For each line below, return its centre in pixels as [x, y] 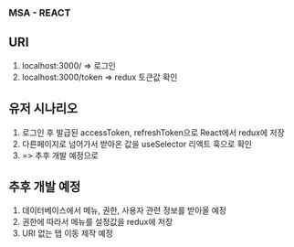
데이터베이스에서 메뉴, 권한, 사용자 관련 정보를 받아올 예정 [124, 210]
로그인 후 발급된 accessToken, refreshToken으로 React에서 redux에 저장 [153, 132]
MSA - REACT [40, 13]
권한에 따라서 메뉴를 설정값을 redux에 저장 [97, 222]
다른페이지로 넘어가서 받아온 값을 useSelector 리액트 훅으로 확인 [137, 144]
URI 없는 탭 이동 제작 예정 [67, 233]
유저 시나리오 [43, 108]
